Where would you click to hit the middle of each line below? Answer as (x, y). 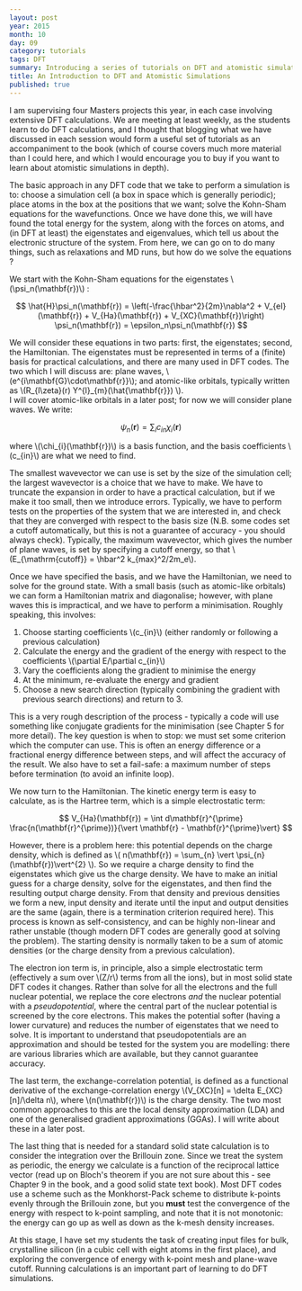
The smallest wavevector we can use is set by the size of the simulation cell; (151, 473)
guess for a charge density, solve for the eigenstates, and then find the (141, 883)
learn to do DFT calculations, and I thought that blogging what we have (141, 129)
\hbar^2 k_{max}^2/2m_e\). (147, 560)
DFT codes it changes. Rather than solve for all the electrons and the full (143, 987)
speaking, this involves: (53, 615)
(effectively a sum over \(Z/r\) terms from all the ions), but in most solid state (151, 978)
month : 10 (28, 34)
